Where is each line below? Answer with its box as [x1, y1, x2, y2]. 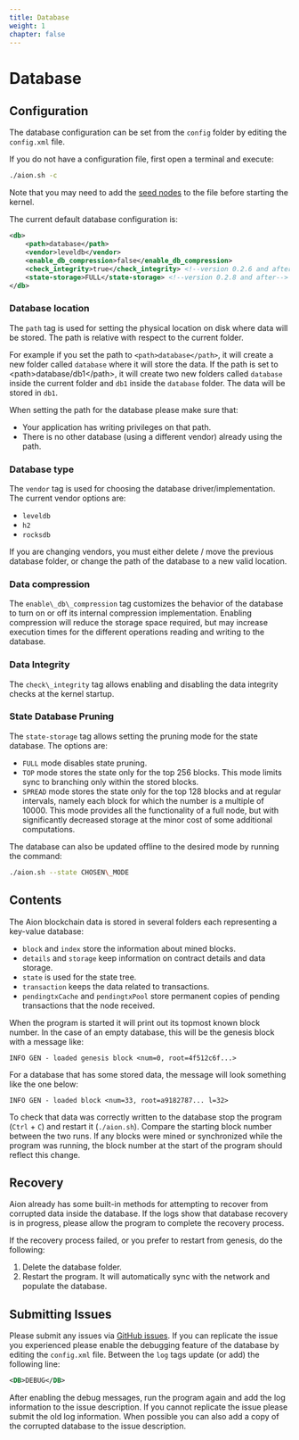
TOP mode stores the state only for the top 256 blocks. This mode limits [21, 766, 282, 777]
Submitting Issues [9, 1306, 112, 1321]
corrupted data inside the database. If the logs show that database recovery [9, 1208, 288, 1219]
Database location [9, 302, 91, 315]
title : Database [9, 12, 69, 22]
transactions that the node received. [21, 1000, 156, 1011]
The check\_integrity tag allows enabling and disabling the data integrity [9, 679, 279, 690]
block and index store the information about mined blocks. [21, 943, 236, 954]
